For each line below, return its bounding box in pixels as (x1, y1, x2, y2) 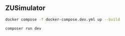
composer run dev (5, 26, 42, 31)
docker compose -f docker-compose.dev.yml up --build (5, 17, 120, 22)
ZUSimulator (5, 4, 46, 12)
